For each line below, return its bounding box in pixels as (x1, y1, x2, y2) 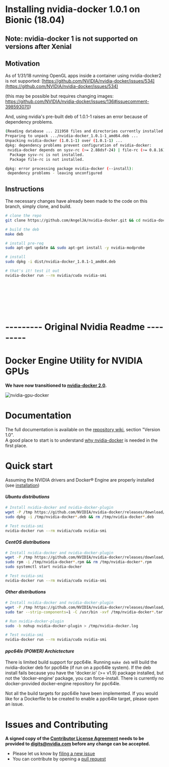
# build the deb (5, 227, 39, 232)
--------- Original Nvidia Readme (5, 321, 145, 333)
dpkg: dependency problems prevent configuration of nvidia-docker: (5, 143, 152, 148)
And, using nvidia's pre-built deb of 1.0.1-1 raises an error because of (5, 113, 148, 120)
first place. (5, 442, 28, 448)
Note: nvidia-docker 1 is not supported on (5, 34, 138, 43)
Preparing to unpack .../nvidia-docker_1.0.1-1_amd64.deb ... (5, 134, 138, 139)
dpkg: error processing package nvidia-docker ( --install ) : (5, 166, 134, 171)
